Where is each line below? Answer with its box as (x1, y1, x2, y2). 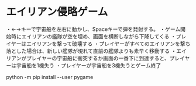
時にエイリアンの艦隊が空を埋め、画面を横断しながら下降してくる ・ (11, 33, 177, 40)
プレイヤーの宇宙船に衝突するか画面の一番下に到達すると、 (26, 55, 170, 62)
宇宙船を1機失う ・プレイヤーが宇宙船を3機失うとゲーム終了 (16, 62, 161, 69)
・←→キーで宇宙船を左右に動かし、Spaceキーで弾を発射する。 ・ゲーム (6, 26, 181, 33)
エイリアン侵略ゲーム (6, 5, 108, 19)
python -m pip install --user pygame (6, 73, 94, 80)
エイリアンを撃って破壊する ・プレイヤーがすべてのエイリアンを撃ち (26, 40, 191, 47)
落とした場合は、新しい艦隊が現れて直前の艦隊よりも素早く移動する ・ (6, 47, 177, 54)
